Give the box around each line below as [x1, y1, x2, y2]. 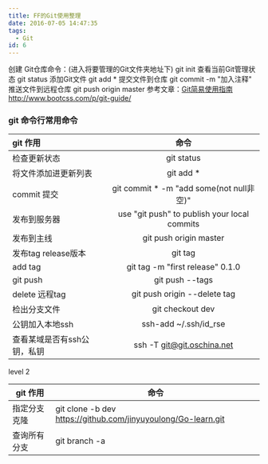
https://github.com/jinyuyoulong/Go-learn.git [55, 414, 225, 425]
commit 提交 [12, 189, 59, 200]
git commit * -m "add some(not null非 [112, 183, 255, 194]
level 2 [8, 367, 30, 377]
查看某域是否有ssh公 [12, 334, 90, 345]
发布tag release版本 [12, 248, 86, 259]
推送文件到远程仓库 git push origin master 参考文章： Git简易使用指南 [8, 85, 234, 94]
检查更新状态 [12, 153, 61, 164]
